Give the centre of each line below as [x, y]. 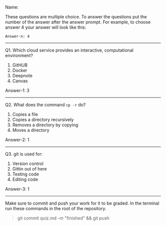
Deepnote [22, 76]
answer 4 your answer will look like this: [46, 27]
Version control [28, 164]
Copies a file [25, 114]
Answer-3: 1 [17, 189]
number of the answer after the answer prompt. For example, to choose [78, 22]
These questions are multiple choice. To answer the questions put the [76, 17]
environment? [19, 56]
